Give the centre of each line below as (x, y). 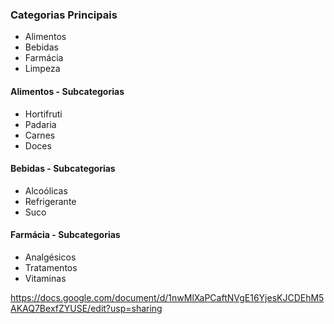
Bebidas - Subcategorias (63, 169)
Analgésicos (50, 257)
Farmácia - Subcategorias (65, 235)
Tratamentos (51, 267)
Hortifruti (43, 114)
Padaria (40, 124)
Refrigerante (50, 201)
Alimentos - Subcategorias (67, 91)
